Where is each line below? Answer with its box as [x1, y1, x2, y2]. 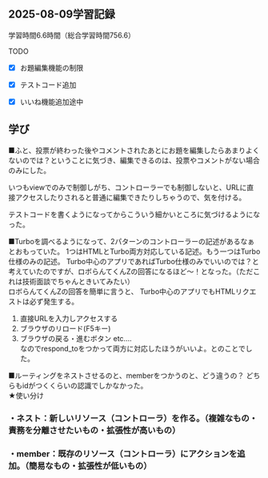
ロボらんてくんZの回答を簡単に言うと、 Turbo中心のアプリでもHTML [8, 287, 236, 296]
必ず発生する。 [29, 296, 78, 306]
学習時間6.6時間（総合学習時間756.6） [8, 30, 136, 40]
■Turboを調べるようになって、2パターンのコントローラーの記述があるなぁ [8, 236, 254, 246]
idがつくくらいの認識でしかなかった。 [22, 380, 148, 390]
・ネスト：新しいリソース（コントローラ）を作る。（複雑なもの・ [8, 412, 258, 424]
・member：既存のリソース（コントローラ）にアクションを [8, 448, 238, 459]
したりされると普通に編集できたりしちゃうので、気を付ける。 [42, 192, 246, 202]
